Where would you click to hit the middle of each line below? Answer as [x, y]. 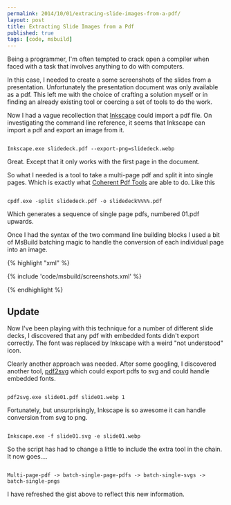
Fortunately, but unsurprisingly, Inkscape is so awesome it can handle [107, 410]
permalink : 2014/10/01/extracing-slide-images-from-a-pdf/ [94, 14]
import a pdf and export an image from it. [66, 130]
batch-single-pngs [34, 481]
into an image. [27, 249]
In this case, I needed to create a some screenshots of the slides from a [109, 80]
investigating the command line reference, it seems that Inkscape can [106, 123]
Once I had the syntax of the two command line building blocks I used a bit [113, 235]
